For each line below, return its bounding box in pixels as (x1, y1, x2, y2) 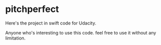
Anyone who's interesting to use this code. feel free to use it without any (5, 29, 156, 35)
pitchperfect (5, 3, 59, 15)
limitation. (5, 35, 26, 41)
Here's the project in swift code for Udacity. (5, 20, 96, 26)
